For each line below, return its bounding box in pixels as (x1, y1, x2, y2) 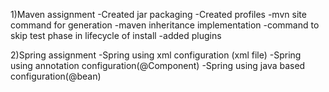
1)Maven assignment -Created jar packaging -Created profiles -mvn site (10, 9, 307, 20)
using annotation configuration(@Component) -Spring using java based (10, 60, 306, 71)
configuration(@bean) (10, 70, 102, 82)
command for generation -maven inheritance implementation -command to (10, 19, 320, 31)
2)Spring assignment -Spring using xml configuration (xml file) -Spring (10, 49, 302, 61)
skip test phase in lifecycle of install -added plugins (10, 30, 222, 41)
